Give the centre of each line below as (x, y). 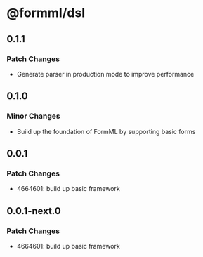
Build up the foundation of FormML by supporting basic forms (106, 131)
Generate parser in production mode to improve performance (105, 74)
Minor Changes (33, 116)
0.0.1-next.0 (34, 211)
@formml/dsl (46, 13)
